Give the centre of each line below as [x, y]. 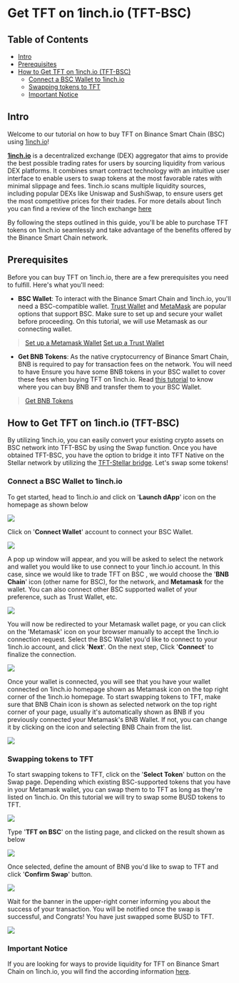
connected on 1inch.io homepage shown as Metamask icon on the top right [118, 689]
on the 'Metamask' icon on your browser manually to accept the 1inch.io [113, 631]
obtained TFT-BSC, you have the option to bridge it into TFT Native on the [116, 455]
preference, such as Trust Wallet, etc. [62, 596]
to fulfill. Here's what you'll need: [56, 285]
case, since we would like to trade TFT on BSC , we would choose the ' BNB [118, 574]
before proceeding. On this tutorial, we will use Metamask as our [113, 321]
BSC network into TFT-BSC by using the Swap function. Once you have [112, 448]
